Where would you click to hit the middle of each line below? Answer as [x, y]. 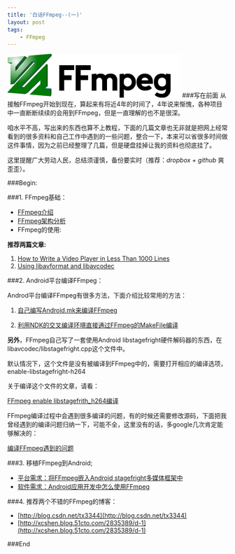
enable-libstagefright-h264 [47, 372]
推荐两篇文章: [27, 244]
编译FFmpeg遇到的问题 [41, 448]
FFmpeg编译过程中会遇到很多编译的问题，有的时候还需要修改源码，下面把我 [117, 416]
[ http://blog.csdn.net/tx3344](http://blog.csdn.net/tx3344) [102, 515]
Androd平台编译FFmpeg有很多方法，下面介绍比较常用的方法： [97, 296]
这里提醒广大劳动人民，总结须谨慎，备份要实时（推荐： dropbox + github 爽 [116, 160]
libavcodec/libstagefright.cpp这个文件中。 [68, 349]
